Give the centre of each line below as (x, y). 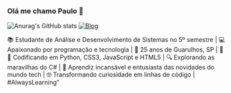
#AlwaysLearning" (34, 83)
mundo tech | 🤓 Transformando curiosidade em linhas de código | (101, 74)
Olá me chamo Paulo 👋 (46, 11)
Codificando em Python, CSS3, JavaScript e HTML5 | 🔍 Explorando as (114, 57)
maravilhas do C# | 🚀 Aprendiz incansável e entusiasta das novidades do (111, 68)
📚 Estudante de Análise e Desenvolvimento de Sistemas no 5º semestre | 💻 (116, 40)
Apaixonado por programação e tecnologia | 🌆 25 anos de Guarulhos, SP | (112, 50)
